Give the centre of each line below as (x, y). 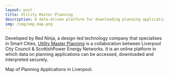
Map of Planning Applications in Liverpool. (49, 69)
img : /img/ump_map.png (29, 24)
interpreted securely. (27, 60)
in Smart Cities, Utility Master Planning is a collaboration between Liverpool (83, 44)
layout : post (19, 10)
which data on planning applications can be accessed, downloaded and (79, 54)
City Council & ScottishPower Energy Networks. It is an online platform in (81, 49)
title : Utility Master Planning (39, 15)
